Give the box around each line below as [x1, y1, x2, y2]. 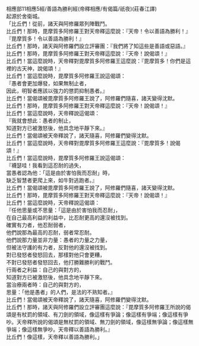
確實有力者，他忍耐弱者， [6, 221, 69, 228]
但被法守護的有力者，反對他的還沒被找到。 [6, 244, 110, 251]
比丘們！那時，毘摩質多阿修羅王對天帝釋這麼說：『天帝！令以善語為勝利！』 [6, 27, 191, 35]
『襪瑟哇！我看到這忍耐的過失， [6, 162, 84, 169]
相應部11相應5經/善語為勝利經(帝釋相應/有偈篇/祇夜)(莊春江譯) [6, 5, 157, 12]
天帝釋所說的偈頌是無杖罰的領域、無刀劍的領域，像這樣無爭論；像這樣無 [16, 319, 194, 325]
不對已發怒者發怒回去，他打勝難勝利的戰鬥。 [6, 259, 116, 265]
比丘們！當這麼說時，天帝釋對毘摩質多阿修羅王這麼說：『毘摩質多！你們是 [6, 57, 186, 64]
